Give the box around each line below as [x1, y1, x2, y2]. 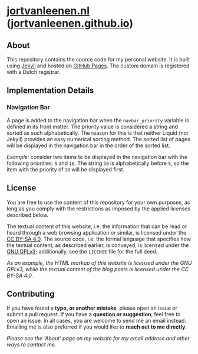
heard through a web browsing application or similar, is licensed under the [6, 229, 187, 236]
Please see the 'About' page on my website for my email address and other [6, 335, 190, 342]
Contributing [6, 288, 55, 299]
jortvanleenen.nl [6, 4, 90, 18]
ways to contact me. [6, 341, 57, 348]
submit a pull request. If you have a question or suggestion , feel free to [6, 311, 181, 318]
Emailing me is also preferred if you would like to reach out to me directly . [6, 323, 187, 330]
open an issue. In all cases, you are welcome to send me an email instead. [6, 317, 186, 324]
